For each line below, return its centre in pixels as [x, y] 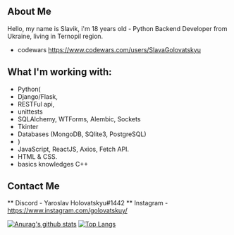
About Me [29, 12]
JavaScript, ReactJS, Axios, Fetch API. [73, 149]
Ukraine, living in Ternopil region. [55, 36]
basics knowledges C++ [53, 164]
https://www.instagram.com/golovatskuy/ [68, 210]
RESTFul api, [36, 104]
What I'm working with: [60, 72]
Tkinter [28, 126]
